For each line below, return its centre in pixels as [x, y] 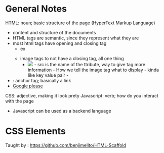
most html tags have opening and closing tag [59, 43]
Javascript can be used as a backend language [62, 111]
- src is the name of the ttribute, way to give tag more [90, 64]
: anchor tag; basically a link [42, 80]
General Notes [36, 9]
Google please [28, 86]
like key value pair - [48, 75]
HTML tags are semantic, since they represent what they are [76, 38]
